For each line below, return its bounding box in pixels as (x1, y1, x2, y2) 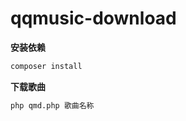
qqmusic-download (10, 7, 177, 30)
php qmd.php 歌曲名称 (10, 100, 95, 111)
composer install (10, 61, 83, 71)
